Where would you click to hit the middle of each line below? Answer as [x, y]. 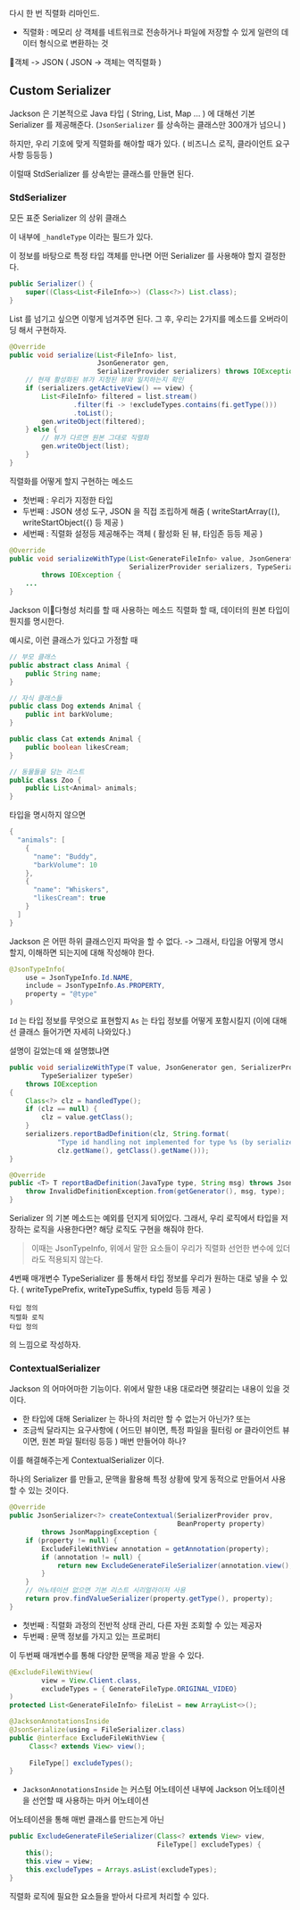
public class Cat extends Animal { [75, 739]
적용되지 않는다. [75, 1259]
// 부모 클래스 [33, 657]
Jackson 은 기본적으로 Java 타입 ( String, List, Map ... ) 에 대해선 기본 [133, 113]
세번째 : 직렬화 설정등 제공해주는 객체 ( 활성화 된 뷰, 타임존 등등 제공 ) [142, 533]
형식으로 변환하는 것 [74, 43]
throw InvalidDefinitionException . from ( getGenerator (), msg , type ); [155, 1192]
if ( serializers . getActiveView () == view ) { [109, 388]
